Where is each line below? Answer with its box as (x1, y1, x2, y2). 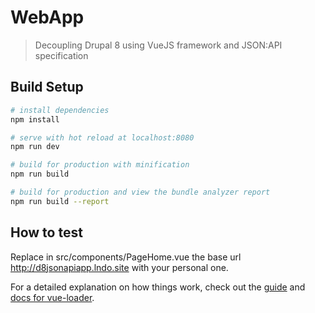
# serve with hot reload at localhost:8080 (10, 132, 195, 143)
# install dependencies (10, 105, 110, 115)
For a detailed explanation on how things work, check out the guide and (10, 281, 306, 293)
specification (34, 49, 89, 61)
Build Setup (10, 79, 84, 96)
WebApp (10, 6, 85, 29)
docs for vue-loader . (10, 291, 95, 303)
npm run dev (10, 142, 60, 152)
